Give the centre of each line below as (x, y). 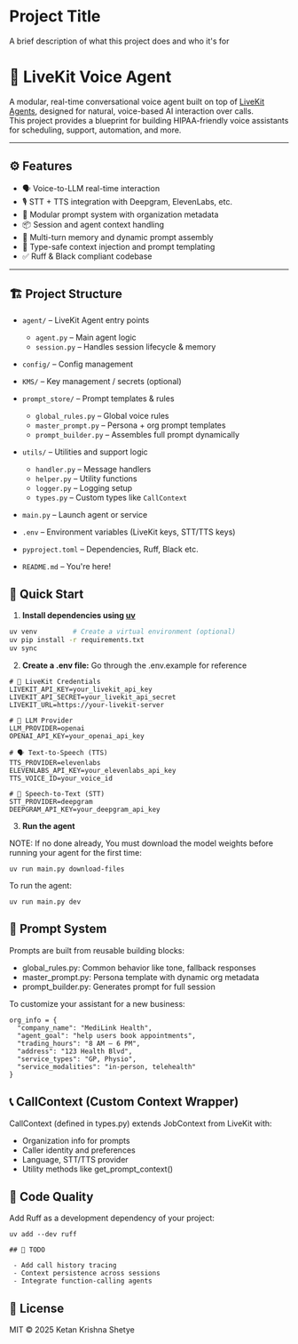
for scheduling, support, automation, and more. (95, 130)
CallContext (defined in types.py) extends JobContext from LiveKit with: (141, 1123)
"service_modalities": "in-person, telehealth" (107, 1066)
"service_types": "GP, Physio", (77, 1059)
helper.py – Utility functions (86, 479)
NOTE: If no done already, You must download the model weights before (141, 843)
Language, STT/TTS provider (75, 1159)
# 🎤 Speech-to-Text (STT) (57, 793)
